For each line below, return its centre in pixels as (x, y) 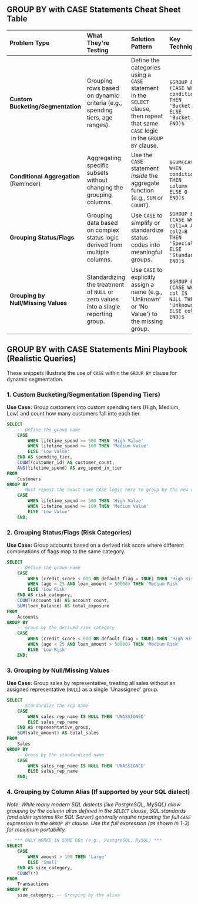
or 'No (140, 307)
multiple (98, 252)
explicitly (143, 277)
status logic (103, 237)
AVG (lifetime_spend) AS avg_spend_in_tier (70, 468)
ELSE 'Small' (44, 862)
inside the (144, 175)
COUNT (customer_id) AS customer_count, (66, 463)
